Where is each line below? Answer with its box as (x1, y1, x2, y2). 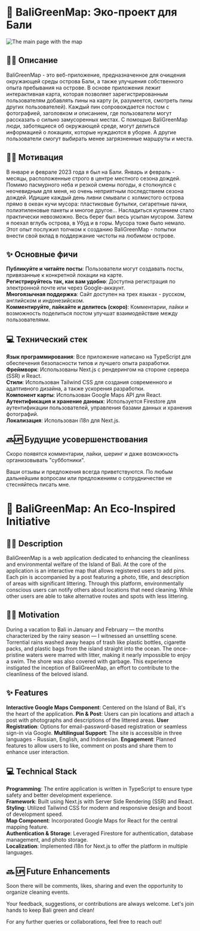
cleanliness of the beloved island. (6, 670, 88, 677)
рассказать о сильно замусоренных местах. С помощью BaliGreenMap (6, 116, 188, 123)
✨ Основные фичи (6, 249, 78, 260)
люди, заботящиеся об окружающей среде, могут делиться (6, 122, 160, 129)
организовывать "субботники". (6, 457, 85, 463)
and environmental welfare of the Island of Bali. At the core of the (6, 561, 167, 568)
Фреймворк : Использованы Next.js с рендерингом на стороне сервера (6, 366, 189, 373)
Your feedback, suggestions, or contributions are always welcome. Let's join (6, 900, 194, 908)
